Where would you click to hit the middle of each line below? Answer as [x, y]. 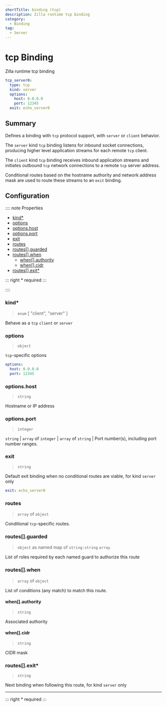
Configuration [27, 196]
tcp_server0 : [19, 80]
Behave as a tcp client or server [39, 323]
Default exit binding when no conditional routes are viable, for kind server [81, 476]
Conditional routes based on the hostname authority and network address [81, 175]
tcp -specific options [26, 355]
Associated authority [27, 621]
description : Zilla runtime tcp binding [48, 14]
